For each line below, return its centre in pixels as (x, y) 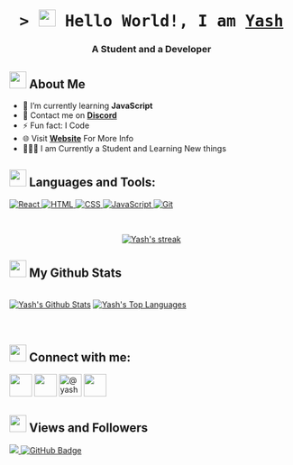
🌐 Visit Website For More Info (78, 138)
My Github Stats (75, 274)
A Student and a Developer (151, 50)
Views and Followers (88, 428)
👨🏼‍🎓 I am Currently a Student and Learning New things (124, 148)
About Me (57, 84)
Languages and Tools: (92, 182)
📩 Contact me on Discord (69, 115)
